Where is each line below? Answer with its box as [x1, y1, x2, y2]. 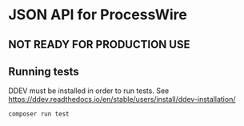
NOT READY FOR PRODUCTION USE [8, 38, 190, 51]
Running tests [8, 64, 80, 78]
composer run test [8, 110, 70, 118]
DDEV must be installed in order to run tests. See [8, 86, 170, 96]
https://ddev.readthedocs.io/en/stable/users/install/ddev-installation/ [8, 95, 236, 104]
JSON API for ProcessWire [8, 6, 188, 24]
